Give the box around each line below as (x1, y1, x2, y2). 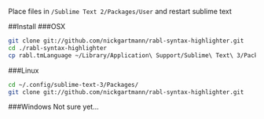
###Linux (8, 66, 39, 75)
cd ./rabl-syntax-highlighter (8, 44, 108, 52)
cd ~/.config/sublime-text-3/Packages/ (8, 81, 139, 88)
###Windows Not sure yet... (8, 102, 100, 112)
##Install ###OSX (8, 22, 66, 31)
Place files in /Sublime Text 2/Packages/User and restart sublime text (8, 7, 232, 16)
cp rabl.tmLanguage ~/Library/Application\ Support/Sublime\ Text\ (8, 51, 234, 59)
